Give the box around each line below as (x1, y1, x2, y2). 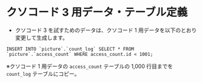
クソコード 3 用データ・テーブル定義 (6, 5, 188, 19)
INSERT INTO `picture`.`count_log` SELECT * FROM (6, 46, 135, 52)
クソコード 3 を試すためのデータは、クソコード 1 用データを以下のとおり (15, 26, 197, 34)
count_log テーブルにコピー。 (6, 70, 80, 77)
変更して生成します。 (15, 34, 68, 41)
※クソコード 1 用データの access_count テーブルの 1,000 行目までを (6, 63, 173, 70)
